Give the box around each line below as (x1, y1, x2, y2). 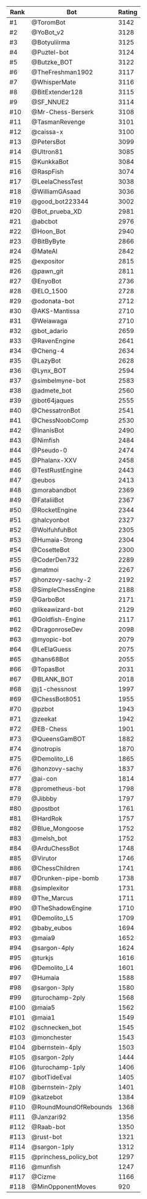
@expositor (31, 257, 64, 265)
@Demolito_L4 (31, 964, 73, 972)
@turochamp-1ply (31, 1063, 86, 1071)
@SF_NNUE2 (31, 98, 69, 106)
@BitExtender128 (31, 88, 83, 96)
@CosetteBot (31, 546, 70, 554)
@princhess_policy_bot (31, 1152, 98, 1161)
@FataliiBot (31, 496, 64, 504)
